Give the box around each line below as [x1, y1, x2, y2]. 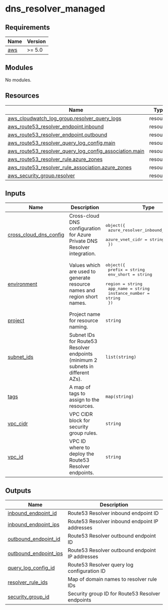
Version [26, 38, 46, 45]
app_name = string [107, 286, 150, 292]
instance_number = [107, 291, 150, 296]
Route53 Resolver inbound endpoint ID [67, 510, 159, 517]
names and [69, 287, 95, 294]
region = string [105, 281, 142, 287]
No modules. [5, 76, 31, 83]
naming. [69, 323, 88, 330]
